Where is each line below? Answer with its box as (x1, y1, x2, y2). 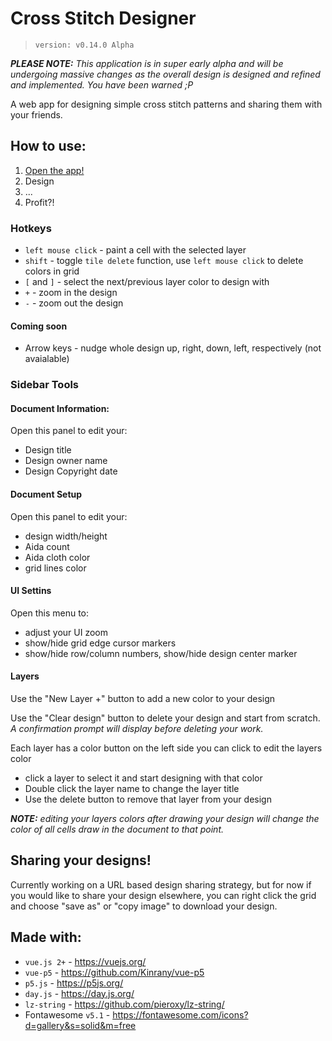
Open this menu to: (10, 607, 90, 619)
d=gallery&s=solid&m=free (24, 1019, 137, 1031)
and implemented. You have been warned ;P (10, 78, 194, 91)
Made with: (10, 929, 82, 946)
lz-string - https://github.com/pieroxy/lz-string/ (24, 998, 225, 1010)
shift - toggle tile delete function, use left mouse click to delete (24, 255, 304, 267)
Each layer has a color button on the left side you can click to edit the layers (10, 742, 323, 754)
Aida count (24, 540, 70, 552)
